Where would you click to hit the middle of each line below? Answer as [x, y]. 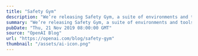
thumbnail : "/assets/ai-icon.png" [49, 44]
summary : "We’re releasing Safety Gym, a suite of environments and [92, 22]
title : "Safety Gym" [32, 11]
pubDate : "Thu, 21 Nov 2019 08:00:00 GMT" [59, 28]
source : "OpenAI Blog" [34, 33]
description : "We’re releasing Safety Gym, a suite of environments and [97, 17]
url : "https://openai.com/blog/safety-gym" [60, 38]
